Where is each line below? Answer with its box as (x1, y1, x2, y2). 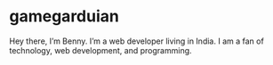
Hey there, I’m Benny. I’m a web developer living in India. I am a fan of (9, 36, 264, 46)
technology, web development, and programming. (9, 45, 193, 55)
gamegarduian (9, 6, 120, 27)
